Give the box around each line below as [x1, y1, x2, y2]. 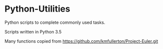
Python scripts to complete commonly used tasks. [4, 19, 105, 25]
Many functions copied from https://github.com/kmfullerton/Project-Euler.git [4, 38, 158, 44]
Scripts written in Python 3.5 [4, 29, 62, 34]
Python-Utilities [4, 3, 70, 15]
